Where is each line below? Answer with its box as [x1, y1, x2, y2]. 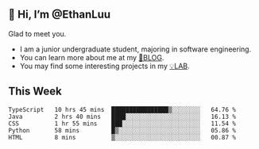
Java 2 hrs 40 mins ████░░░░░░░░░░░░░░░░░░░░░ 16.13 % [8, 113, 237, 120]
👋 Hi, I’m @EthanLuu [8, 8, 111, 21]
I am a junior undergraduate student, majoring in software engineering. [19, 44, 252, 54]
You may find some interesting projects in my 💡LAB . [19, 61, 191, 71]
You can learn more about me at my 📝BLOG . [19, 52, 164, 62]
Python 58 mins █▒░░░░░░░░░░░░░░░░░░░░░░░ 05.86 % [8, 126, 237, 135]
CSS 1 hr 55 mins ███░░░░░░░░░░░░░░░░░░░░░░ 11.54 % [8, 120, 237, 128]
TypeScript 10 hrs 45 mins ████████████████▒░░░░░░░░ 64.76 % [8, 105, 237, 113]
